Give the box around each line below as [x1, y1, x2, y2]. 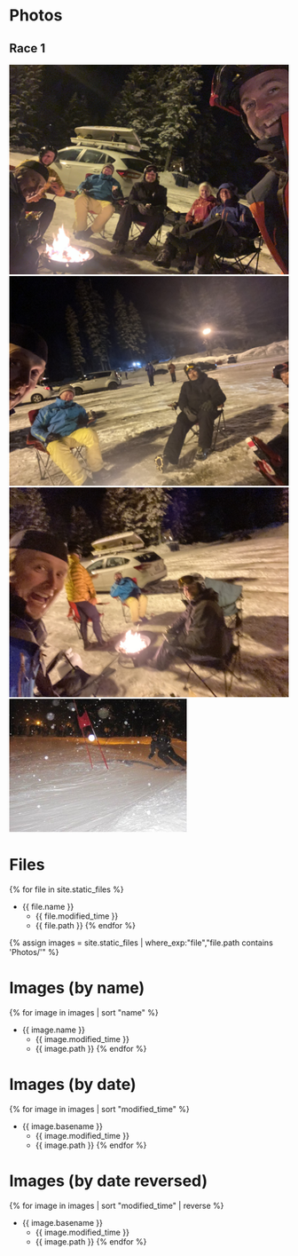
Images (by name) [9, 978, 145, 999]
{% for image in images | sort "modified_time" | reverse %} [9, 1200, 224, 1211]
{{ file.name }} [21, 901, 74, 912]
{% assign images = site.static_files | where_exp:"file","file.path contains [9, 937, 273, 948]
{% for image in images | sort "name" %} [9, 1007, 159, 1017]
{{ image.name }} [21, 1024, 86, 1035]
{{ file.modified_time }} [35, 911, 119, 921]
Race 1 [9, 41, 46, 56]
